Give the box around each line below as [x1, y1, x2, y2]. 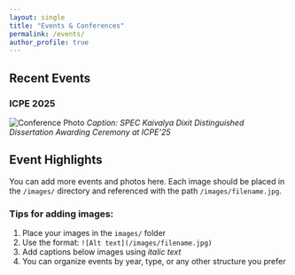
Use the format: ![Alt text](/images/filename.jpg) [21, 237, 213, 248]
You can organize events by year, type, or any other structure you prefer [21, 256, 286, 267]
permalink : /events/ [9, 29, 86, 38]
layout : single [9, 12, 66, 22]
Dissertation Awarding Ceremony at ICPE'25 [9, 126, 171, 137]
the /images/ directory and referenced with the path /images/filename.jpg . [9, 185, 282, 196]
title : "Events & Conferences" [9, 21, 125, 30]
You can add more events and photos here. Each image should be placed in [9, 176, 285, 186]
